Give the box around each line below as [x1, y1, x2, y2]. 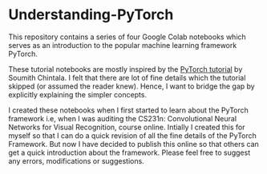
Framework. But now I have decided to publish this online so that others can [8, 139, 259, 148]
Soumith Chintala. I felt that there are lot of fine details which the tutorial [8, 73, 246, 82]
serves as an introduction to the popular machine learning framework [8, 40, 237, 49]
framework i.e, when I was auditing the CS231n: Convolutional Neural [8, 113, 237, 123]
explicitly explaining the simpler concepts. [8, 89, 147, 99]
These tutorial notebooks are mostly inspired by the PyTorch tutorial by [8, 64, 243, 73]
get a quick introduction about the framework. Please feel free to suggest [8, 148, 251, 157]
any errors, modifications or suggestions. [8, 156, 144, 165]
